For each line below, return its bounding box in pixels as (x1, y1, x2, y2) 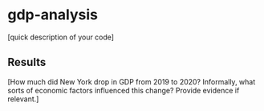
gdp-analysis (7, 6, 98, 24)
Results (7, 55, 47, 69)
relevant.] (7, 94, 39, 104)
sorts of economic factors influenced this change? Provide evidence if (7, 85, 240, 95)
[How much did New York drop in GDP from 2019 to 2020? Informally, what (7, 76, 256, 86)
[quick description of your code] (7, 32, 114, 42)
